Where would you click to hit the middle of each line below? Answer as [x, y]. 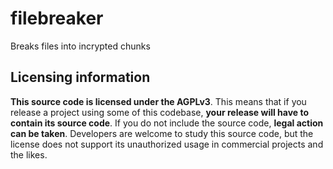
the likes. [29, 154]
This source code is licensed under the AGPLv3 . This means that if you [158, 101]
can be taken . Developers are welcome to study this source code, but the [162, 133]
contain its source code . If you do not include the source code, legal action [167, 123]
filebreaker [57, 18]
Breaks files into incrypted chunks [80, 46]
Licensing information [80, 77]
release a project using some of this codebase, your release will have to [160, 112]
